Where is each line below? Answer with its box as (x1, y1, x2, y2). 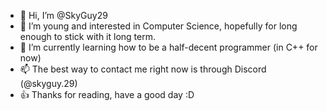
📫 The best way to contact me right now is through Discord (19, 63, 267, 75)
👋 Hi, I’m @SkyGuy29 (19, 10, 108, 21)
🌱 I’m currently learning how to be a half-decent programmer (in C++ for (19, 41, 318, 53)
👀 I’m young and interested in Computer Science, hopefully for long (19, 20, 298, 32)
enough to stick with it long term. (19, 31, 156, 42)
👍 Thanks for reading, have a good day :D (19, 89, 195, 100)
